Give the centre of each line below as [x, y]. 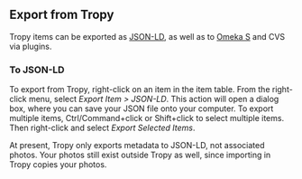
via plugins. [31, 46]
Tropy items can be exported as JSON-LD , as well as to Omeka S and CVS [147, 36]
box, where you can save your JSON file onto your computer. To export [142, 108]
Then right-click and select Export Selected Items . [102, 128]
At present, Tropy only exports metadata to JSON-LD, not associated [137, 146]
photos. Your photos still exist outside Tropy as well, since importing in [140, 155]
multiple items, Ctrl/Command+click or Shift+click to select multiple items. [147, 118]
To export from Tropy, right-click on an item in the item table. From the [140, 89]
